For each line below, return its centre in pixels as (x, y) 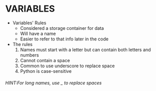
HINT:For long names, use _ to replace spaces (54, 83)
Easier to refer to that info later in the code (64, 39)
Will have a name (38, 33)
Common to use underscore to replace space (67, 66)
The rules (23, 44)
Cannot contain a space (45, 60)
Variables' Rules (29, 23)
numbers (29, 55)
